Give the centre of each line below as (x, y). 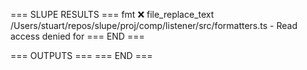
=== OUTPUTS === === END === (81, 55)
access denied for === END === (77, 36)
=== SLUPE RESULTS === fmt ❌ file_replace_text (112, 14)
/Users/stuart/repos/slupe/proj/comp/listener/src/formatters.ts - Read (154, 25)
